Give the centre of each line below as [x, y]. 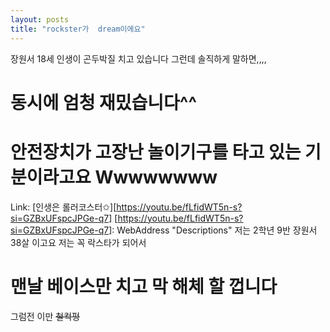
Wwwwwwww [156, 177]
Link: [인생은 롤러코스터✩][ [63, 207]
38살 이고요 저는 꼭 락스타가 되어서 [78, 242]
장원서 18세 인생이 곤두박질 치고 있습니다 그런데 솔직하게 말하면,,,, [138, 58]
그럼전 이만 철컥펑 [45, 316]
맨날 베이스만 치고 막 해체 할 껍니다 [144, 286]
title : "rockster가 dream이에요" [78, 29]
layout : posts [40, 19]
